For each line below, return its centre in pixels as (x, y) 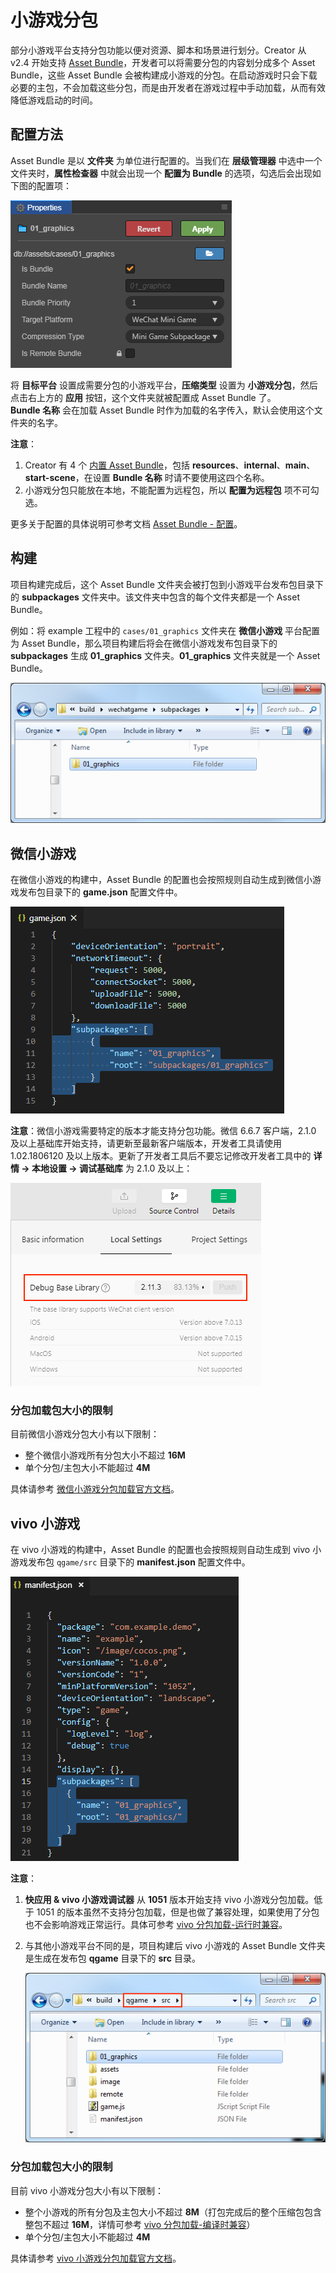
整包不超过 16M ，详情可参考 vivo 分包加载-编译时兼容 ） (140, 2224)
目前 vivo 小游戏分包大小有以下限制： (87, 2190)
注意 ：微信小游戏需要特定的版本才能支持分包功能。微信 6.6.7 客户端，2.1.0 (163, 1131)
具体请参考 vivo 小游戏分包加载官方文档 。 (96, 2258)
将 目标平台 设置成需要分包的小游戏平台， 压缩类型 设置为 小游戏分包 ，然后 (164, 385)
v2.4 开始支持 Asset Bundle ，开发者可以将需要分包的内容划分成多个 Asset (163, 62)
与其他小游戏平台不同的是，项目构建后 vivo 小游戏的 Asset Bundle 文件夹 (175, 1946)
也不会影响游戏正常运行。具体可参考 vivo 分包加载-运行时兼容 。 (156, 1925)
